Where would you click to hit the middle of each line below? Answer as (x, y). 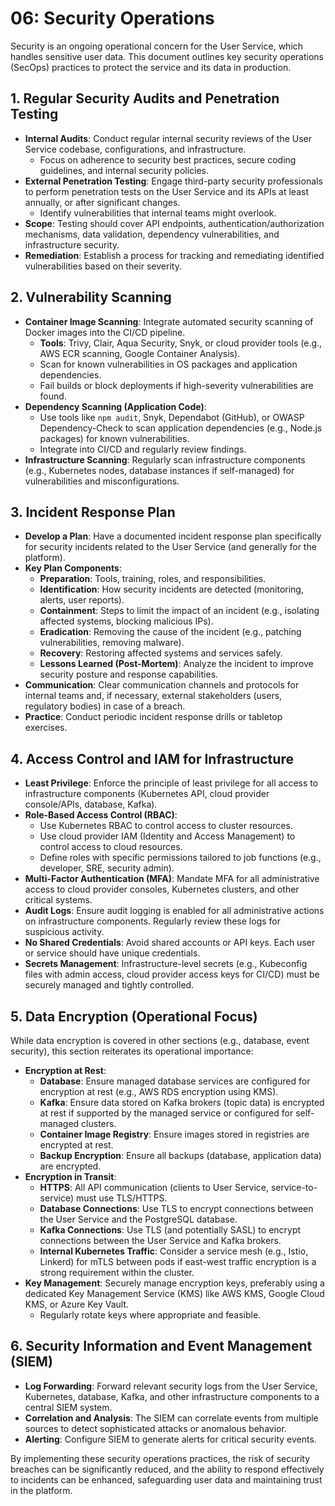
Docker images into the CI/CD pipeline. (105, 332)
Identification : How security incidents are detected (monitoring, (171, 589)
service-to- (294, 1187)
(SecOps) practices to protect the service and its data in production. (151, 67)
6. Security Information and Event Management (161, 1346)
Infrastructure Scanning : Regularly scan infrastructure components (165, 459)
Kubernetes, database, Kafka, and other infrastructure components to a (172, 1396)
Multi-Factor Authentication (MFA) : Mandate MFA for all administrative (172, 879)
